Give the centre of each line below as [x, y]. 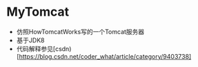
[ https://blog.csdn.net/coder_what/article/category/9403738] [104, 56]
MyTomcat [38, 12]
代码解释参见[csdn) [44, 49]
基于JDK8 [30, 40]
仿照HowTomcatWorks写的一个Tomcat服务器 [80, 31]
